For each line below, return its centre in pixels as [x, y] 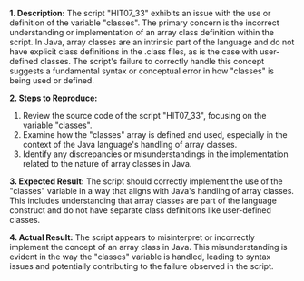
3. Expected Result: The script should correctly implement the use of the [146, 181]
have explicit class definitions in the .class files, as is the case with [134, 52]
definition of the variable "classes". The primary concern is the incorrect [144, 23]
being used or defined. [52, 80]
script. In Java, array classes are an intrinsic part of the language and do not [152, 42]
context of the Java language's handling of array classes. [130, 145]
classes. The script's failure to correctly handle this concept [152, 61]
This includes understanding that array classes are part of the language [143, 200]
